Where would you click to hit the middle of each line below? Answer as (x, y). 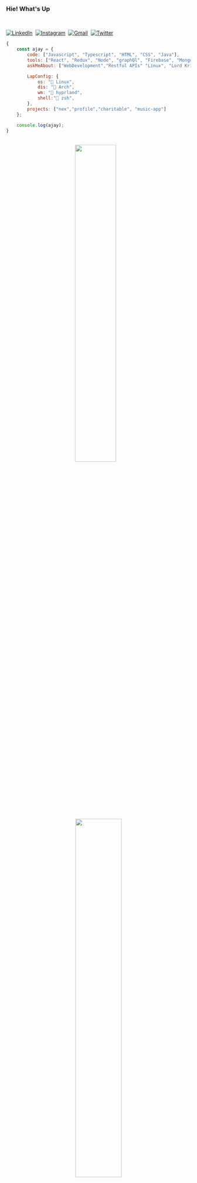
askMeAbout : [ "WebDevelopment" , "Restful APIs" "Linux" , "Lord (105, 66)
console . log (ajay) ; (40, 125)
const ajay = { (35, 49)
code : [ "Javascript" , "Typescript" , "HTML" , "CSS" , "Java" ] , (103, 55)
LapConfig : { (43, 76)
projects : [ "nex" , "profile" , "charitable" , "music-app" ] (97, 109)
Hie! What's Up (28, 9)
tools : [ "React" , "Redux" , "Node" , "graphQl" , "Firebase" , (101, 60)
